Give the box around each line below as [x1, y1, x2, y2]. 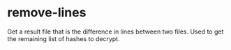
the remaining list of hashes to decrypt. [7, 34, 120, 42]
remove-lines [7, 5, 87, 21]
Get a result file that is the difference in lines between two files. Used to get [7, 27, 224, 36]
